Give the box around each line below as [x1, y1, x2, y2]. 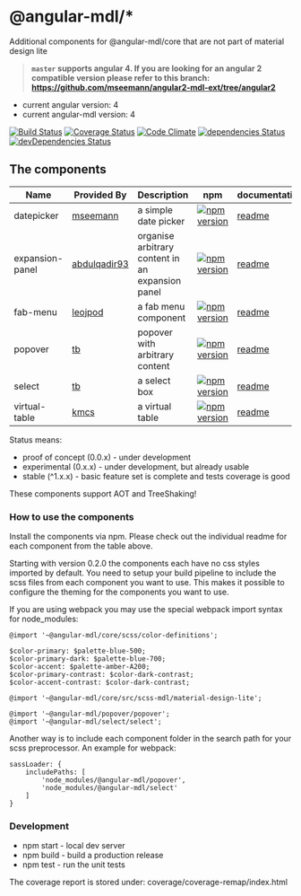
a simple [137, 204, 173, 216]
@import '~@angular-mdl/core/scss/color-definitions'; [9, 631, 219, 640]
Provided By [73, 189, 127, 201]
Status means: [9, 434, 63, 445]
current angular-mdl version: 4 [21, 109, 136, 119]
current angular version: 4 [21, 99, 119, 110]
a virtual [137, 400, 172, 412]
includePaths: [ [25, 768, 87, 777]
